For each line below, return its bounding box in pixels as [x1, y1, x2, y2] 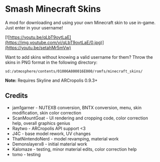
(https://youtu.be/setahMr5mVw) [5, 45, 71, 50]
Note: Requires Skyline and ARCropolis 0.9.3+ [5, 77, 98, 83]
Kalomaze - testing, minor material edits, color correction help [12, 146, 137, 152]
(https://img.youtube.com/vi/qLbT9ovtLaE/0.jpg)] [5, 39, 104, 45]
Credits [5, 92, 28, 100]
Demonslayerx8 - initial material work [12, 141, 87, 147]
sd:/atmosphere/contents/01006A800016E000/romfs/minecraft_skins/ [5, 69, 143, 74]
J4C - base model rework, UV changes [12, 131, 91, 137]
